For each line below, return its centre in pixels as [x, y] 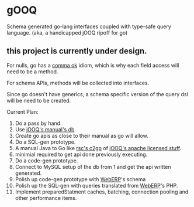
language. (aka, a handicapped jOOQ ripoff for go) [67, 32]
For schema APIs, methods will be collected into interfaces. [78, 83]
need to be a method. [32, 72]
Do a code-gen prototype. [46, 160]
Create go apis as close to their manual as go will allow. [82, 135]
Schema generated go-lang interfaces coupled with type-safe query [89, 26]
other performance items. [46, 198]
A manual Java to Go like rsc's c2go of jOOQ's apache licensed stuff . [98, 148]
